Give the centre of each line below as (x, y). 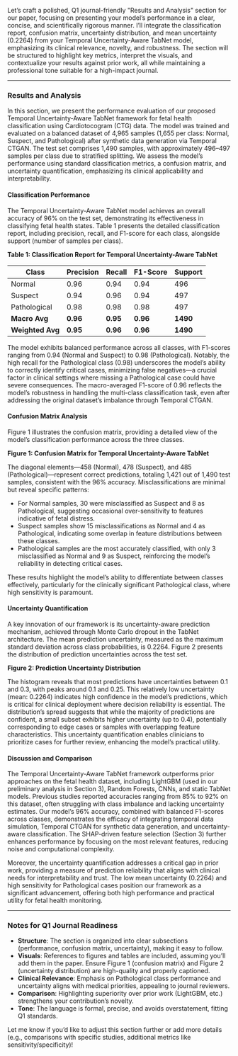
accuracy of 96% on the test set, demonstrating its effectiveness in (106, 218)
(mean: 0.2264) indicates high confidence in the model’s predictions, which (118, 696)
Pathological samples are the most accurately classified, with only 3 (117, 548)
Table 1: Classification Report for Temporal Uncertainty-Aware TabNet (113, 254)
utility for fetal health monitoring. (55, 901)
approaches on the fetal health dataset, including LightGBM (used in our (113, 781)
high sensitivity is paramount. (50, 592)
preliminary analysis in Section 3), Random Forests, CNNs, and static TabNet (119, 789)
